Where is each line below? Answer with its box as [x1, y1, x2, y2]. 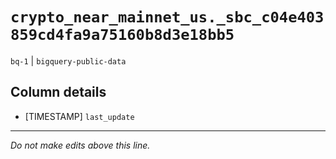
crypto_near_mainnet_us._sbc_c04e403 [10, 8, 325, 27]
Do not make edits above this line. [10, 139, 151, 151]
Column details [10, 84, 107, 101]
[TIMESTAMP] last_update [24, 110, 135, 122]
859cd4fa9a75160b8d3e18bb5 [10, 26, 235, 45]
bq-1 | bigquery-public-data [10, 54, 127, 67]
